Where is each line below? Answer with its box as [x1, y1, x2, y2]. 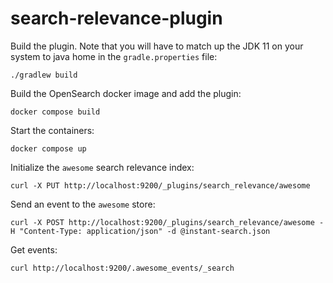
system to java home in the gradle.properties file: [10, 50, 218, 62]
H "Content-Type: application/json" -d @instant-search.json [10, 226, 271, 236]
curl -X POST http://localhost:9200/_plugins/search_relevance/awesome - [10, 217, 325, 227]
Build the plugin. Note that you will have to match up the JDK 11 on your [10, 40, 304, 52]
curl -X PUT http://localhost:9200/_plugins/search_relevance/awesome [10, 180, 311, 191]
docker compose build [10, 107, 101, 117]
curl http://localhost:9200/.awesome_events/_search [10, 263, 235, 273]
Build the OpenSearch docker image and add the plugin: [10, 87, 242, 99]
